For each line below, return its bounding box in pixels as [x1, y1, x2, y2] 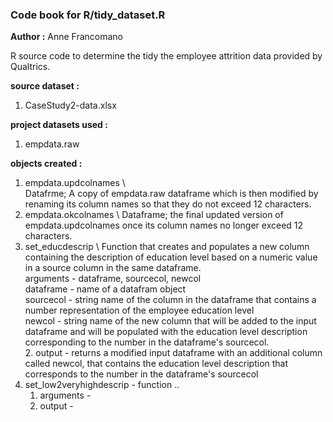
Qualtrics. [10, 61, 51, 73]
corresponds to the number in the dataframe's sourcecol [24, 368, 259, 380]
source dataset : [10, 80, 80, 92]
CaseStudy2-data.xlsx [24, 99, 117, 112]
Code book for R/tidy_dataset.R [10, 8, 166, 22]
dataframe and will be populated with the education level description [24, 326, 308, 338]
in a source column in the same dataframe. [24, 262, 202, 274]
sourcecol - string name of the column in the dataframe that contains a [24, 294, 317, 306]
